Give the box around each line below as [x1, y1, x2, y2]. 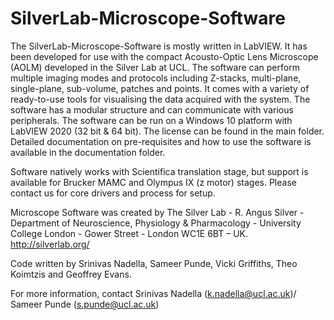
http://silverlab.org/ [10, 238, 90, 250]
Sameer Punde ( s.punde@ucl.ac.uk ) [10, 298, 160, 310]
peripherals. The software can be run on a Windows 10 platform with [10, 114, 293, 126]
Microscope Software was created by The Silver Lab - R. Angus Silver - [10, 206, 305, 218]
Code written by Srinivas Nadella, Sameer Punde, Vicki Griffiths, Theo [10, 257, 298, 269]
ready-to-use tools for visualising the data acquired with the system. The [10, 93, 311, 105]
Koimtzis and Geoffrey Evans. [10, 268, 132, 280]
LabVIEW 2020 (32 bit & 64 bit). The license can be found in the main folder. [10, 125, 325, 137]
